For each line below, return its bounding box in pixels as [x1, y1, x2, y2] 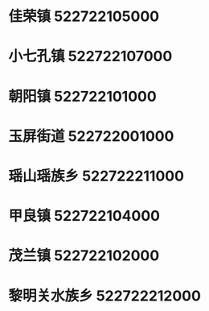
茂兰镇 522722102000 [8, 247, 160, 265]
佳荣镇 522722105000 [8, 7, 159, 26]
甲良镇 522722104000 [8, 207, 161, 226]
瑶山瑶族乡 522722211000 [8, 167, 185, 185]
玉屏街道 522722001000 [8, 126, 174, 145]
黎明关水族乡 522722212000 [8, 287, 201, 305]
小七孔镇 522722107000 [8, 48, 173, 65]
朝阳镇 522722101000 [8, 87, 157, 106]
